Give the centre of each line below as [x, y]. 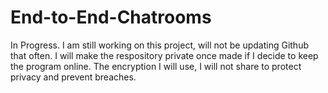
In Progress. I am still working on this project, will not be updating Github [159, 45]
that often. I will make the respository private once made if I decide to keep [164, 55]
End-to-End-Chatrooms [111, 17]
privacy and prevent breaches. [73, 77]
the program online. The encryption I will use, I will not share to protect [156, 66]
